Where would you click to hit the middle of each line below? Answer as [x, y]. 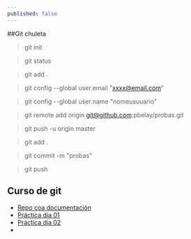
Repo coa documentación [54, 208]
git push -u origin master [60, 128]
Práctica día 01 [39, 215]
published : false [32, 14]
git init [33, 47]
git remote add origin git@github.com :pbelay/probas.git [104, 115]
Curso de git [35, 191]
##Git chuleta [27, 34]
